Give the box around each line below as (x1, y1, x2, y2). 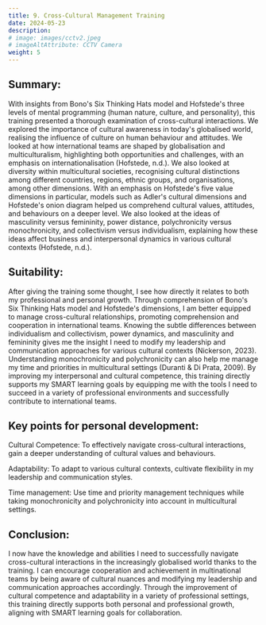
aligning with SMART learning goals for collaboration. (8, 608, 183, 618)
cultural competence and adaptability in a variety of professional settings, (8, 591, 249, 600)
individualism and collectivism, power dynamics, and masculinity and (8, 329, 234, 338)
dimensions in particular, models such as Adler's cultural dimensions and (8, 191, 248, 201)
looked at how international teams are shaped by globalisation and (8, 141, 226, 151)
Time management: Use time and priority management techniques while (8, 488, 245, 497)
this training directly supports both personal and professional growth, (8, 600, 235, 609)
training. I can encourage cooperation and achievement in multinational (8, 565, 241, 576)
